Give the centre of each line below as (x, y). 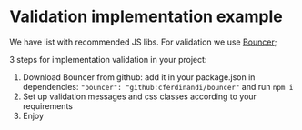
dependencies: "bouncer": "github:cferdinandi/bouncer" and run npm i (158, 86)
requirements (47, 105)
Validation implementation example (146, 17)
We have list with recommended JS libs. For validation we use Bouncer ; (143, 42)
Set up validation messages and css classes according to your (140, 96)
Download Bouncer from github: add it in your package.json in (139, 77)
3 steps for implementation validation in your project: (108, 59)
